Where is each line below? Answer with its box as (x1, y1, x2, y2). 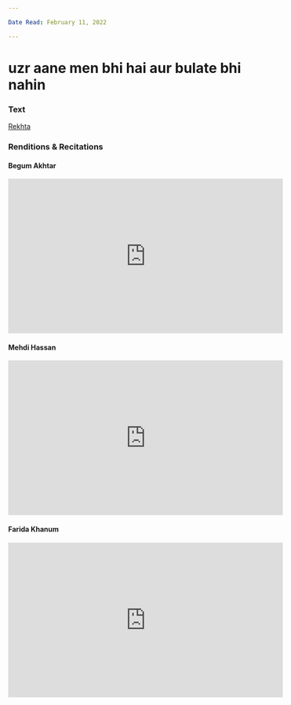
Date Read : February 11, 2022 (8, 18, 107, 26)
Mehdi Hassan (8, 343, 56, 352)
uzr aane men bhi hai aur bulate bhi (8, 59, 242, 77)
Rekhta (8, 122, 31, 131)
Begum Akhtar (8, 160, 56, 170)
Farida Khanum (8, 524, 60, 534)
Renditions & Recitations (8, 141, 104, 152)
